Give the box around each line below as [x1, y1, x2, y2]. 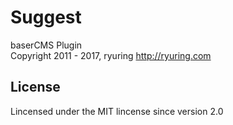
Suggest [10, 6, 82, 29]
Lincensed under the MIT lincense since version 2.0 [10, 105, 224, 117]
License [10, 79, 61, 96]
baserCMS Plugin [10, 39, 83, 51]
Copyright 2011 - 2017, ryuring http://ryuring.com [10, 49, 212, 61]
